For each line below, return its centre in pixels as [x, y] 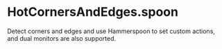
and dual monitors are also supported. [62, 38]
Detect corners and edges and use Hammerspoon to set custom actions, [111, 31]
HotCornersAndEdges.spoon [93, 12]
